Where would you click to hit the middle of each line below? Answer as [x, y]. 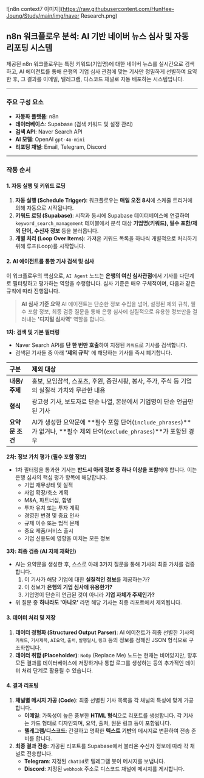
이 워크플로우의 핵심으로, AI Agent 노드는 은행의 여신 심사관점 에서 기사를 [92, 276]
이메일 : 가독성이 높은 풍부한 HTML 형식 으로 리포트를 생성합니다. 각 [103, 715]
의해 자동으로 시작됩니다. [44, 208]
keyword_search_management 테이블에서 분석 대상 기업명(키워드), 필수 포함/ [104, 223]
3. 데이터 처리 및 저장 [31, 618]
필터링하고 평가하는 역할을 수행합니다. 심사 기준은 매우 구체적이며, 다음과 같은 [104, 284]
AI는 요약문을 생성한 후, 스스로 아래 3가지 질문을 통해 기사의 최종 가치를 [99, 564]
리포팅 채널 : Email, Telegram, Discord [61, 147]
